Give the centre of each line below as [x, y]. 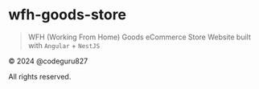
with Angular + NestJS [64, 45]
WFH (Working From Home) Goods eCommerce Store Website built [139, 37]
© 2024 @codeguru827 [48, 61]
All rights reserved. [40, 76]
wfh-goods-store [68, 15]
